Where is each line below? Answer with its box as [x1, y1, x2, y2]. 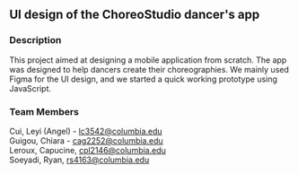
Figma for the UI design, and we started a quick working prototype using [9, 74, 278, 84]
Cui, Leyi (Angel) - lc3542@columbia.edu [9, 126, 163, 136]
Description [9, 34, 62, 47]
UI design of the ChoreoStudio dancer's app [9, 7, 260, 22]
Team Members [9, 105, 79, 117]
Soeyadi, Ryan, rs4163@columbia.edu [9, 154, 150, 165]
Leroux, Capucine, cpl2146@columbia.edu [9, 144, 166, 155]
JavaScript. [9, 83, 52, 93]
